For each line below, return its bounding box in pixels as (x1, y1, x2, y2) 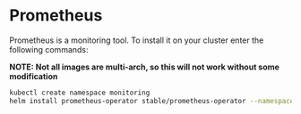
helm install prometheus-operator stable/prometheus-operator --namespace (9, 96, 295, 105)
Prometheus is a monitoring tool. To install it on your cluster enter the (9, 35, 264, 45)
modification (9, 70, 58, 81)
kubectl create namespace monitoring (9, 88, 150, 97)
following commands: (9, 44, 89, 54)
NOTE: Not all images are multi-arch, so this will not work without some (9, 61, 280, 72)
